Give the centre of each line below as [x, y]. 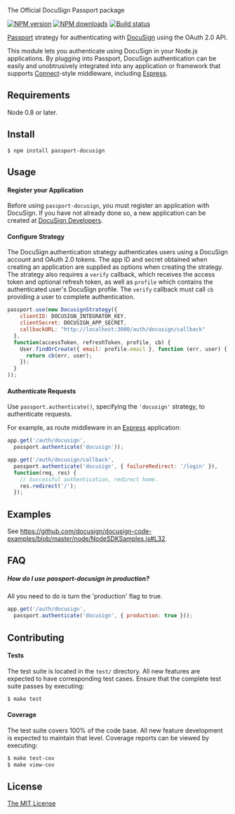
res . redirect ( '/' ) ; [48, 486]
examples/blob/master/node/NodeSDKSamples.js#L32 [86, 539]
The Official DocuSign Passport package [66, 10]
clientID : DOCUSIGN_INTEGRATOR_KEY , [74, 316]
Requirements [39, 95]
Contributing [36, 637]
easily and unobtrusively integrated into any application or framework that [114, 66]
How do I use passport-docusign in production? [78, 579]
